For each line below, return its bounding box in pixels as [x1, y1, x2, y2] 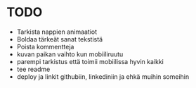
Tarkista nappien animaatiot [16, 27, 98, 36]
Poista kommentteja [16, 42, 74, 51]
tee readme [16, 65, 51, 73]
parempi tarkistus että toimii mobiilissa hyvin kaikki [16, 57, 164, 65]
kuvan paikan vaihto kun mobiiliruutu [16, 50, 124, 58]
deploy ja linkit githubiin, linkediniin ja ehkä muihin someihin [16, 72, 190, 81]
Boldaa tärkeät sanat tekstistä [16, 34, 103, 43]
